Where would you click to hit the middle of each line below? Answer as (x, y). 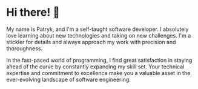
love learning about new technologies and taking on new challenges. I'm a (99, 35)
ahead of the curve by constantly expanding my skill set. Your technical (95, 67)
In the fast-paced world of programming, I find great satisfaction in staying (99, 60)
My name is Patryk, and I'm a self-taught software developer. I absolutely (97, 29)
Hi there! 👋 (33, 12)
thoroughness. (25, 48)
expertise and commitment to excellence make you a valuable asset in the (98, 73)
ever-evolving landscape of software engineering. (69, 79)
